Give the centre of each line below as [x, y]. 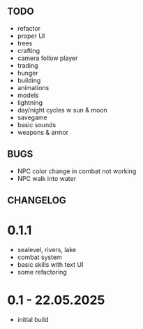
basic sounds [37, 124]
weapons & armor [43, 132]
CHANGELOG [37, 201]
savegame [32, 117]
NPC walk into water [47, 178]
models [28, 95]
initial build [33, 319]
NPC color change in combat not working [77, 171]
